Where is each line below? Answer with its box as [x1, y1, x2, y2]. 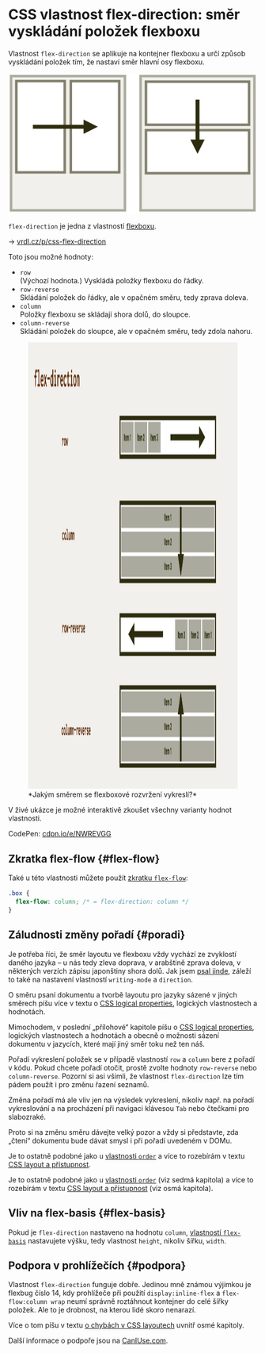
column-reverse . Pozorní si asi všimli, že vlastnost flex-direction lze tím [8, 1071, 244, 1081]
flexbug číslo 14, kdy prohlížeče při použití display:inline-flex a [8, 1288, 221, 1298]
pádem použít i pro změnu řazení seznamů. [8, 1079, 150, 1089]
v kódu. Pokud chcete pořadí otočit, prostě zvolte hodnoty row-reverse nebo [8, 1063, 257, 1072]
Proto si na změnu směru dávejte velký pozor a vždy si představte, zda [8, 1127, 239, 1136]
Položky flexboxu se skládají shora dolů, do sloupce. [19, 309, 191, 319]
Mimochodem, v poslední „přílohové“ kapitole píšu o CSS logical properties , [8, 1022, 255, 1032]
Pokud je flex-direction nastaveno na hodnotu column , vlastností [8, 1228, 221, 1237]
